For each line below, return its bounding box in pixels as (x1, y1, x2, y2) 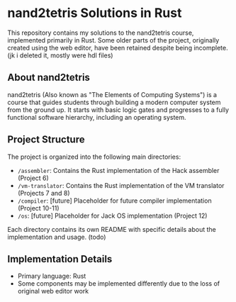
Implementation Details (7, 253, 113, 265)
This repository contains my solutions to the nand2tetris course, (7, 28, 194, 37)
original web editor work (17, 287, 89, 296)
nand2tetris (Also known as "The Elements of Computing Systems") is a (7, 90, 218, 99)
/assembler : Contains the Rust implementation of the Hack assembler (17, 166, 220, 174)
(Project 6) (17, 174, 50, 182)
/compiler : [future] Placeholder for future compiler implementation (17, 196, 212, 205)
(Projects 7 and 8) (17, 189, 70, 197)
